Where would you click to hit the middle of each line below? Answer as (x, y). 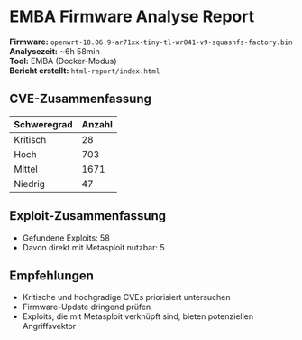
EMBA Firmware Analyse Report (132, 17)
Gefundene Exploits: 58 (66, 238)
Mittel (26, 169)
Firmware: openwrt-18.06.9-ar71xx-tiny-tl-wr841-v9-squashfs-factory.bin (151, 42)
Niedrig (29, 184)
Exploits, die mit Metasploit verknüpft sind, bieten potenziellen (138, 316)
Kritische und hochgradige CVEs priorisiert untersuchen (127, 297)
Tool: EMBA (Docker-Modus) (63, 61)
